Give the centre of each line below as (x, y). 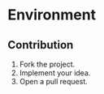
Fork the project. (47, 64)
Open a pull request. (54, 81)
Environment (52, 15)
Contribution (41, 45)
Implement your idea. (55, 73)
